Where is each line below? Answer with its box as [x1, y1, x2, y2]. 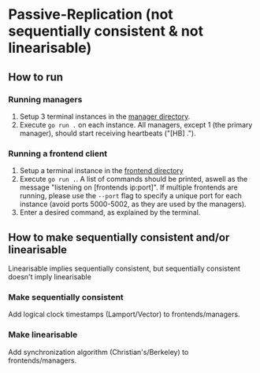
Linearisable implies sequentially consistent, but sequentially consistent [8, 264, 240, 273]
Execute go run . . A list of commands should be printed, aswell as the [19, 175, 248, 184]
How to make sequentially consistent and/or [8, 231, 230, 244]
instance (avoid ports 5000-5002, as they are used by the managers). [19, 199, 247, 209]
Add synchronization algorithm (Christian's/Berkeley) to [8, 347, 189, 356]
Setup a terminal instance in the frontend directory [19, 166, 184, 175]
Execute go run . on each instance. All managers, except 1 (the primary [19, 120, 253, 129]
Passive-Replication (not [8, 6, 173, 24]
